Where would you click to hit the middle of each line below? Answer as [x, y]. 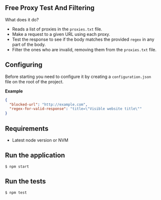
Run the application [35, 155]
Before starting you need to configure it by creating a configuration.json [78, 77]
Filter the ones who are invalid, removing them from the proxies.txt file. [84, 49]
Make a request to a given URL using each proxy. [61, 34]
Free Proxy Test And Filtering [50, 8]
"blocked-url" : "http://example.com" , [49, 104]
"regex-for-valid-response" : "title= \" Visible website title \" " [76, 109]
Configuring [24, 65]
